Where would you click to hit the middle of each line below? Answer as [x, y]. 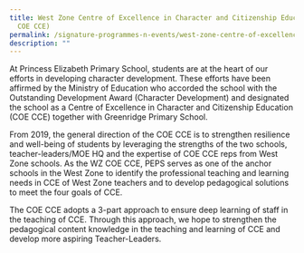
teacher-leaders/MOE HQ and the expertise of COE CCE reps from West [144, 154]
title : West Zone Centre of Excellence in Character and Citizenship [143, 18]
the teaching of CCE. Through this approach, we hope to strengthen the [143, 219]
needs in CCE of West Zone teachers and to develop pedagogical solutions [149, 183]
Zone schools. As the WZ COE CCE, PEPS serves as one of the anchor [141, 163]
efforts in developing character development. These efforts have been [140, 79]
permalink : [30, 34]
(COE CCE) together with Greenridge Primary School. [109, 117]
